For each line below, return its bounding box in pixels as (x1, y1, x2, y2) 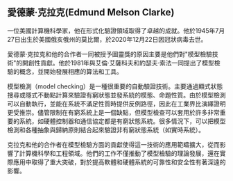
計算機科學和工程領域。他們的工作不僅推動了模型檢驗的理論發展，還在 (19, 149, 220, 157)
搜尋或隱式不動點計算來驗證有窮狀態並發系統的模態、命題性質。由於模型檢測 (7, 90, 226, 99)
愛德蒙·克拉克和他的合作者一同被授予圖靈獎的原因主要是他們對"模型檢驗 (7, 49, 213, 58)
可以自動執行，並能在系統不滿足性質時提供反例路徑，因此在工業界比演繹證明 (7, 100, 226, 108)
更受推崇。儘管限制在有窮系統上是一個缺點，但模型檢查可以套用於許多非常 (7, 108, 220, 116)
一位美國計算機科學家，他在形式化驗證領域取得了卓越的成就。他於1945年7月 (7, 26, 225, 35)
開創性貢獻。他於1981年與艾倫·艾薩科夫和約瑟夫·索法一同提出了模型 (21, 58, 215, 67)
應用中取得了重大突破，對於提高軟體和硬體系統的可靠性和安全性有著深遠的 (12, 157, 226, 166)
